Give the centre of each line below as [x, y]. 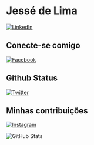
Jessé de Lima [42, 11]
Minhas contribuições [47, 111]
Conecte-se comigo [43, 45]
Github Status [32, 78]
